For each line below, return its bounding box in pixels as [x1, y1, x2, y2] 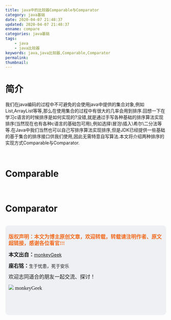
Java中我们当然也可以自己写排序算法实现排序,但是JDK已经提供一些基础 [15, 127, 165, 133]
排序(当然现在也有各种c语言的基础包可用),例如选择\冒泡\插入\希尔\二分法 [5, 121, 158, 127]
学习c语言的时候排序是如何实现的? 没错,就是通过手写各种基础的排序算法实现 [5, 114, 164, 120]
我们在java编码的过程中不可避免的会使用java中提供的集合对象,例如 [5, 101, 144, 108]
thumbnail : [5, 60, 29, 65]
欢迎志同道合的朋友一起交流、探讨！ [8, 274, 96, 280]
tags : [5, 36, 17, 41]
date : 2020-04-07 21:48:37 [5, 17, 63, 22]
